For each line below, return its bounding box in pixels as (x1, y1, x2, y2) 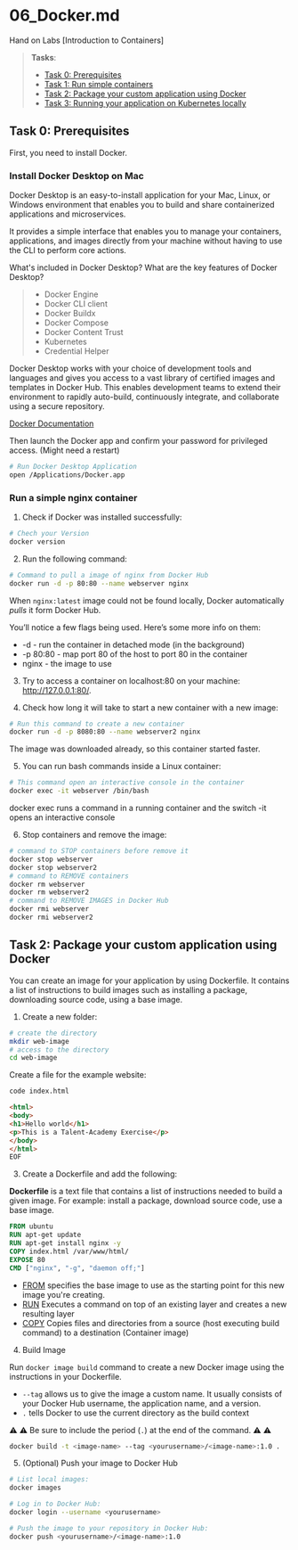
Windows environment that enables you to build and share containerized (9, 200, 275, 210)
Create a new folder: (21, 1011, 98, 1021)
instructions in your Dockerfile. (9, 1371, 122, 1382)
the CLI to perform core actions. (9, 245, 127, 256)
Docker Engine (44, 289, 99, 299)
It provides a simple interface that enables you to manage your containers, (9, 226, 282, 237)
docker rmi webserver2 (9, 913, 93, 923)
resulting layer (21, 1308, 76, 1319)
